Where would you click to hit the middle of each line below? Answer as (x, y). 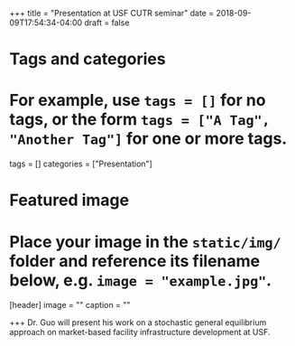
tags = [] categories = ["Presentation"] (81, 164)
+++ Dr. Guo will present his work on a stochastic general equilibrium (138, 323)
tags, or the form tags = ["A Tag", (140, 120)
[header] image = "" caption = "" (70, 305)
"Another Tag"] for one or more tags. (148, 139)
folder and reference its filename (134, 261)
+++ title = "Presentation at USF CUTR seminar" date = (112, 13)
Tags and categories (88, 59)
